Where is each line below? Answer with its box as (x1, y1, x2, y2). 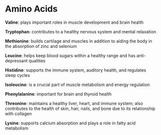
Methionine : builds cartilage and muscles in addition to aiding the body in (5, 38, 152, 44)
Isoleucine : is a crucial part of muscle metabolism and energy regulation (5, 81, 150, 88)
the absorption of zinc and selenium (5, 43, 77, 49)
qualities (28, 58, 46, 63)
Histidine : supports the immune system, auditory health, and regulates (5, 67, 146, 73)
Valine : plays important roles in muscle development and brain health (5, 19, 144, 25)
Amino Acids (5, 3, 58, 15)
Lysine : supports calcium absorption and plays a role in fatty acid (5, 120, 136, 126)
